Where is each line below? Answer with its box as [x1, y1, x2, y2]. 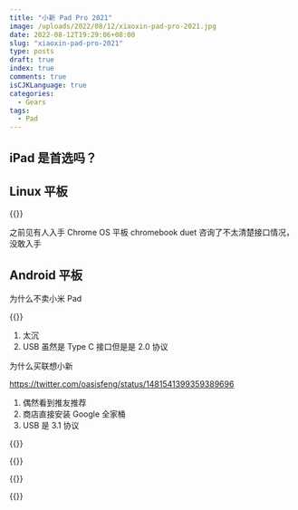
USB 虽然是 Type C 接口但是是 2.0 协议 [22, 342, 169, 352]
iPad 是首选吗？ [9, 150, 98, 166]
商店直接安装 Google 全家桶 [22, 409, 127, 419]
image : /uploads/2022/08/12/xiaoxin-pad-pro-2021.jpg [9, 22, 217, 31]
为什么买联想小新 [9, 361, 73, 371]
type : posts [9, 47, 54, 56]
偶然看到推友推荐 [22, 398, 87, 409]
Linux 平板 [9, 183, 68, 199]
